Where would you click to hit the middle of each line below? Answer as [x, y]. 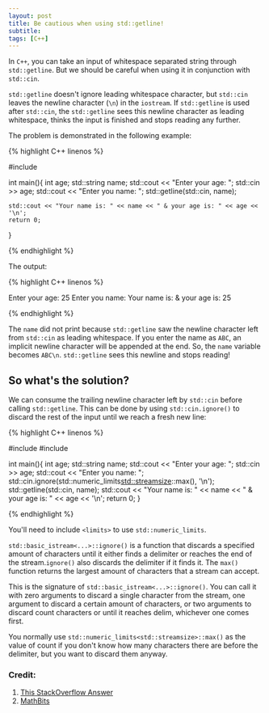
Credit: [22, 674]
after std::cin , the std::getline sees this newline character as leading [126, 112]
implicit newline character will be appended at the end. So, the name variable [134, 346]
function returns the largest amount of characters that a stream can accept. [134, 572]
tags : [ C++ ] [28, 38]
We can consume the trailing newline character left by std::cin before [125, 400]
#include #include [38, 449]
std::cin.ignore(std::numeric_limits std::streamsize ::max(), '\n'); [111, 481]
